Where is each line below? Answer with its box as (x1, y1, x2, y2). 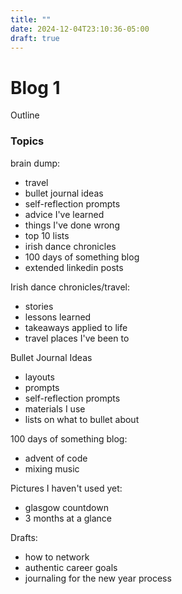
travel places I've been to (24, 332, 130, 344)
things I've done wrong (24, 219, 120, 231)
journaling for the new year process (24, 572, 172, 584)
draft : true (10, 33, 60, 43)
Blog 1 (10, 76, 61, 99)
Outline (10, 109, 40, 121)
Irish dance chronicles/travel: (10, 281, 131, 293)
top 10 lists (24, 229, 70, 241)
